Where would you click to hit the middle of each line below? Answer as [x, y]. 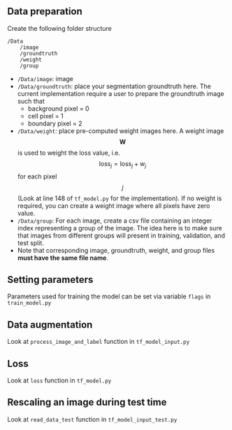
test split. [30, 243]
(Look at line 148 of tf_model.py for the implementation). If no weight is [119, 198]
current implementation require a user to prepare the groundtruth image [121, 93]
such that [31, 101]
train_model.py [29, 303]
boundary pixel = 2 [55, 123]
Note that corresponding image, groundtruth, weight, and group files [116, 250]
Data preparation [45, 12]
